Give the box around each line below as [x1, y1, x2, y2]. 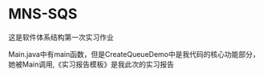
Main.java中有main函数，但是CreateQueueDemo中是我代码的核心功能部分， [8, 49, 261, 59]
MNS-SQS [8, 5, 78, 23]
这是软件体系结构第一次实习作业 [8, 32, 114, 42]
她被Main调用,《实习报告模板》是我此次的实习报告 [8, 59, 175, 69]
